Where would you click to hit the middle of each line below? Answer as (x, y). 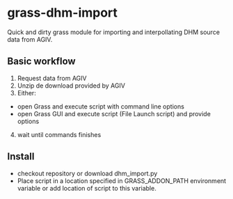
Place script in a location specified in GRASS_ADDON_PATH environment (122, 181)
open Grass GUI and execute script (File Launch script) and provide (114, 113)
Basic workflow (41, 62)
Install (21, 157)
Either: (26, 93)
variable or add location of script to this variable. (87, 188)
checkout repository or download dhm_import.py (87, 173)
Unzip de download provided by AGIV (71, 86)
